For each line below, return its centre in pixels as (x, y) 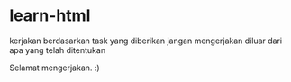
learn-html (50, 16)
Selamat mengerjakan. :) (55, 68)
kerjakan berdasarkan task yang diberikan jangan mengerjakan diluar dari (146, 41)
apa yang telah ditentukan (58, 50)
